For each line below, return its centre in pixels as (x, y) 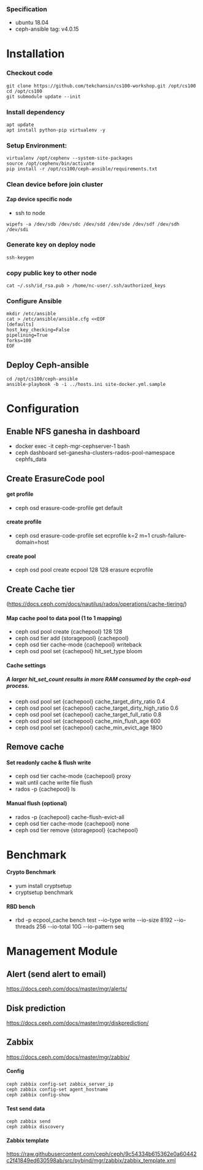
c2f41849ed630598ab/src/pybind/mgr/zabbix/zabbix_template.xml (91, 1161)
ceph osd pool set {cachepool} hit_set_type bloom (79, 651)
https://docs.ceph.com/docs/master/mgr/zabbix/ (68, 1057)
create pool (21, 556)
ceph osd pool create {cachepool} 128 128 (69, 632)
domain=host (32, 542)
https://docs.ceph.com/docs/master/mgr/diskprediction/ (78, 1023)
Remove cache (35, 747)
